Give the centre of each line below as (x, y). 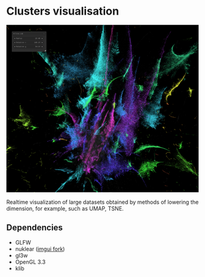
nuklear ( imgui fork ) (40, 249)
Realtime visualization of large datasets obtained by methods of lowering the (103, 202)
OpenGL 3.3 (30, 262)
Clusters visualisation (63, 11)
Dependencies (34, 228)
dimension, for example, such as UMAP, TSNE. (65, 208)
